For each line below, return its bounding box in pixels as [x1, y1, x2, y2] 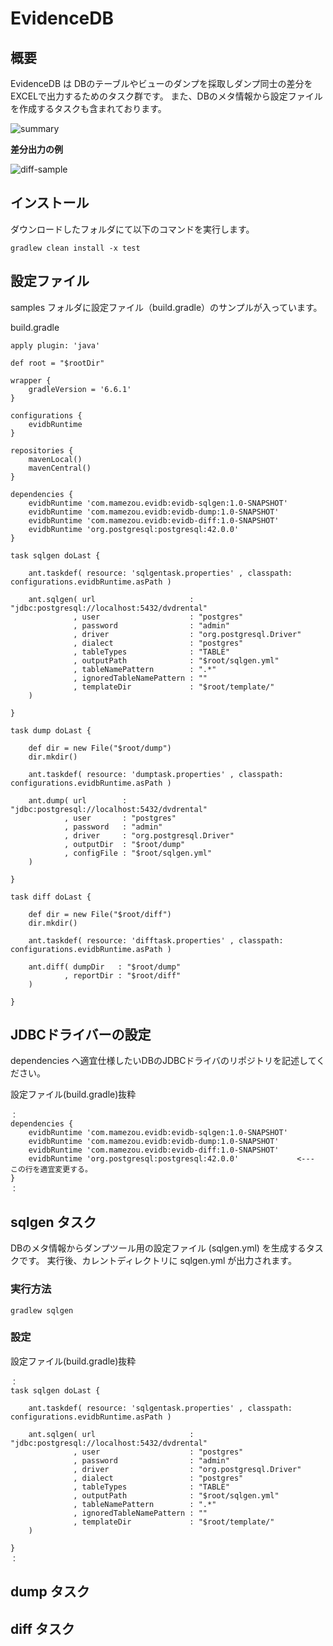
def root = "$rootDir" [10, 358, 105, 368]
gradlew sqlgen [10, 1305, 74, 1316]
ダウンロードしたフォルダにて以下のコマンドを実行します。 [10, 223, 255, 235]
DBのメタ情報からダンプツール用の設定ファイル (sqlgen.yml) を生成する [10, 1242, 307, 1254]
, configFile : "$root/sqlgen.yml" [63, 848, 213, 858]
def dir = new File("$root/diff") [28, 909, 172, 919]
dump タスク [10, 1583, 90, 1601]
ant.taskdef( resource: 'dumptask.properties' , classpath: [28, 769, 284, 779]
